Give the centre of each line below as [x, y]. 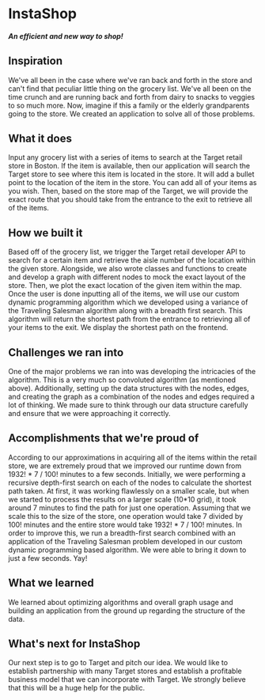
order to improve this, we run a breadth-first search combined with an [122, 533]
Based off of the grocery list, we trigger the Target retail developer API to [127, 252]
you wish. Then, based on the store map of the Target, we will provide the [128, 191]
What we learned [51, 583]
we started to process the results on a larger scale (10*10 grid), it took [123, 499]
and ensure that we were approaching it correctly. [90, 414]
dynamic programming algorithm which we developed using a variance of [128, 302]
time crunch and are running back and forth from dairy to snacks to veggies [132, 96]
